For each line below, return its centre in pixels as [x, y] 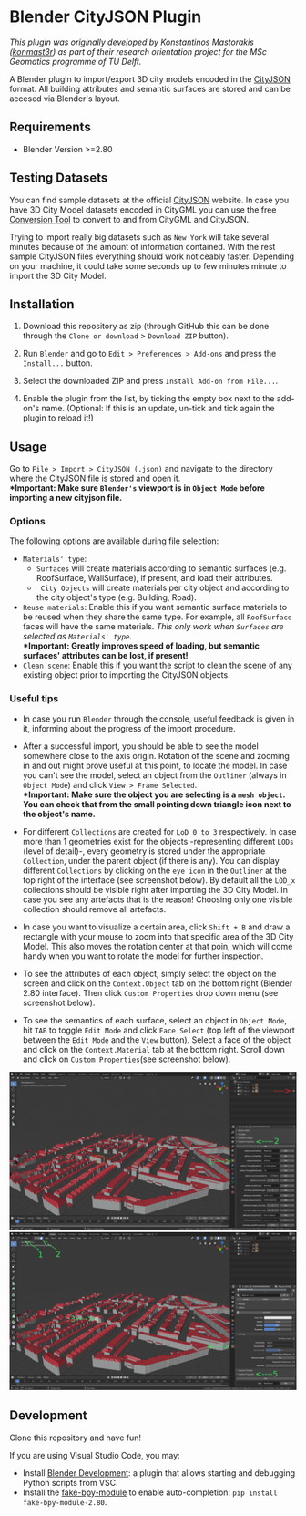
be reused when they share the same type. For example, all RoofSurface [157, 617]
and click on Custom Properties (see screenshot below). [127, 1059]
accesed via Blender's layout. [65, 99]
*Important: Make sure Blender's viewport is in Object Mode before [138, 488]
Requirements [50, 127]
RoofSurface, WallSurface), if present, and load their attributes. [154, 578]
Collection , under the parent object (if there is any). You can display [151, 860]
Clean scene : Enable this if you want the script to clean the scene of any [158, 665]
